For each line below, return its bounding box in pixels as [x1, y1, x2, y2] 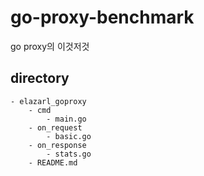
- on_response [28, 140, 87, 150]
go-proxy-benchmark [10, 6, 195, 29]
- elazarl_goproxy [10, 96, 87, 106]
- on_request [28, 122, 83, 133]
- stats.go [46, 149, 92, 159]
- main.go [46, 114, 87, 124]
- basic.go [46, 131, 92, 141]
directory [10, 70, 70, 87]
